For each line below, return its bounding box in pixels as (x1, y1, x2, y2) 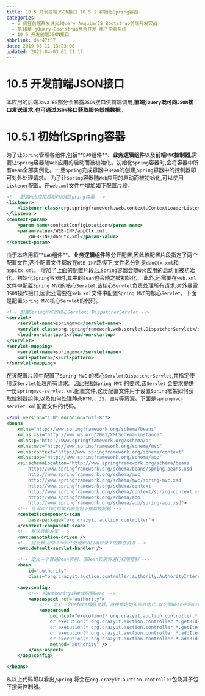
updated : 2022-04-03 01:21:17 (6, 49, 84, 55)
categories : (6, 15, 37, 21)
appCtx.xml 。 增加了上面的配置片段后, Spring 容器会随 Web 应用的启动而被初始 (6, 266, 195, 274)
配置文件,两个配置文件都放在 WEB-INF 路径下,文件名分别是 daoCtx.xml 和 (6, 258, 179, 266)
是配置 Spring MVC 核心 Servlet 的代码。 (6, 297, 101, 304)
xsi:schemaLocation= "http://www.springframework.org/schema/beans (17, 460, 190, 466)
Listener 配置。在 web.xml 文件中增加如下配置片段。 (6, 181, 133, 189)
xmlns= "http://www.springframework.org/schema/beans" (17, 426, 157, 432)
